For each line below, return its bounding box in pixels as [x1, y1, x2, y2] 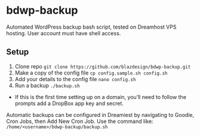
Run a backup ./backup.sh [14, 82, 80, 89]
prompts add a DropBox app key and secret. [14, 100, 124, 107]
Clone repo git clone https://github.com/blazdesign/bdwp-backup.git [14, 63, 191, 70]
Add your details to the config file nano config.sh [14, 75, 136, 82]
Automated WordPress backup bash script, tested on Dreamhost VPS [6, 23, 177, 30]
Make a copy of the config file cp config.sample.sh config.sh [14, 69, 168, 76]
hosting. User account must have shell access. [6, 29, 121, 36]
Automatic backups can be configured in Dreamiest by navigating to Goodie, [6, 111, 195, 118]
